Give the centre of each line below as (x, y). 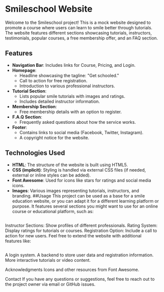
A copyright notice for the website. (54, 137)
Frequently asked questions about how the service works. (78, 122)
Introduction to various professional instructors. (67, 86)
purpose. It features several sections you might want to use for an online (85, 206)
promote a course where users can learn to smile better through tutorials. (79, 27)
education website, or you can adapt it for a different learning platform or (85, 201)
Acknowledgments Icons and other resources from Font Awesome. (72, 270)
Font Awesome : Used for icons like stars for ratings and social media (82, 180)
